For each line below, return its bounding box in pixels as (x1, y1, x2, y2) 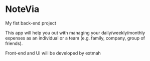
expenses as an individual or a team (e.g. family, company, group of (5, 35, 145, 41)
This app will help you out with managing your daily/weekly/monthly (5, 29, 145, 35)
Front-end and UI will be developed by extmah (5, 50, 101, 56)
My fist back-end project (5, 20, 57, 26)
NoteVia (5, 3, 40, 15)
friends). (5, 40, 23, 46)
